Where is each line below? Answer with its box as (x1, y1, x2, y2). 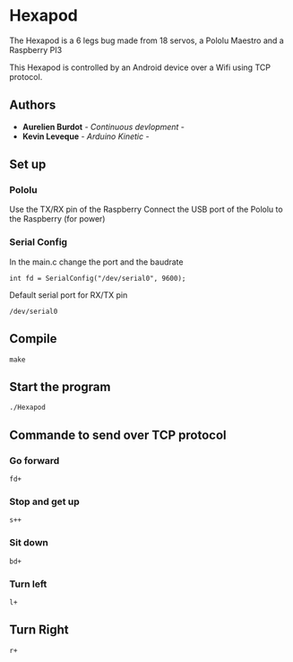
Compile (9, 331, 57, 346)
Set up (9, 157, 47, 172)
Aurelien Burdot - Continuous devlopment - (22, 121, 185, 132)
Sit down (9, 536, 49, 549)
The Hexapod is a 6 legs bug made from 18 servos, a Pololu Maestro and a (9, 35, 284, 46)
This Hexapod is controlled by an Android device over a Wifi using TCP (9, 62, 271, 73)
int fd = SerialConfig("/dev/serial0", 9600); (9, 274, 186, 283)
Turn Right (9, 623, 69, 638)
